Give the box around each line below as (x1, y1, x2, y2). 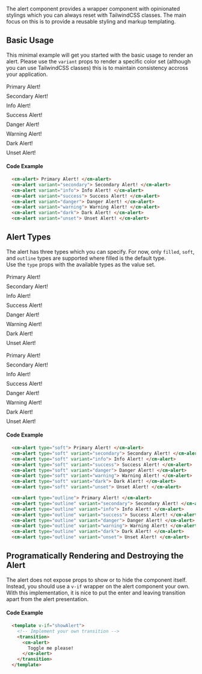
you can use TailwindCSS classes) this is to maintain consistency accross (6, 64, 188, 71)
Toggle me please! (28, 645, 74, 651)
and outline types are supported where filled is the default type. (6, 254, 167, 262)
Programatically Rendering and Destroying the (6, 551, 184, 561)
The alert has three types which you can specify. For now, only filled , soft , (6, 248, 195, 255)
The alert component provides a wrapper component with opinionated (6, 5, 180, 12)
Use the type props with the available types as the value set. (6, 260, 156, 268)
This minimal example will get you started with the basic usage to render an (6, 51, 194, 58)
